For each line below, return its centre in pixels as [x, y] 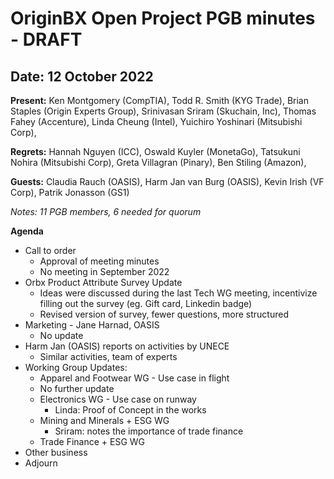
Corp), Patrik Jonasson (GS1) [70, 192]
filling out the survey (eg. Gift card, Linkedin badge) [146, 303]
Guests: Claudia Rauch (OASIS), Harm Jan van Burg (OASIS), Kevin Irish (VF [167, 181]
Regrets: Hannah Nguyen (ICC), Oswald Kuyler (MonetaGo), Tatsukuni [155, 151]
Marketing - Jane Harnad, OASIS [92, 325]
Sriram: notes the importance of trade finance [149, 431]
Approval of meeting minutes [99, 261]
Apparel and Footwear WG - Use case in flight [134, 378]
